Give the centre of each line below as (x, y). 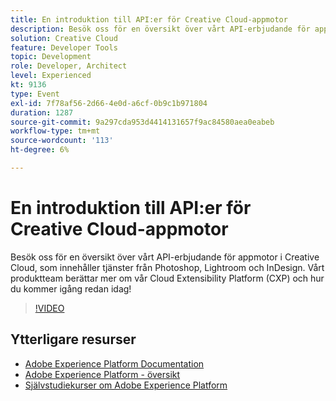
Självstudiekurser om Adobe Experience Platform (126, 385)
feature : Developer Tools (64, 47)
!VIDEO (49, 308)
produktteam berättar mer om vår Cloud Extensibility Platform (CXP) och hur (167, 278)
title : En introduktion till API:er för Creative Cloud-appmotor (149, 19)
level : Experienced (51, 76)
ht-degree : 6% (40, 150)
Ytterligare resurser (73, 339)
